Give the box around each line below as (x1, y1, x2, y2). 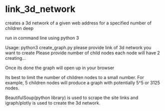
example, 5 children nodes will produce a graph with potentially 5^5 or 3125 (5, 80, 161, 86)
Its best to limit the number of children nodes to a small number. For (5, 74, 145, 80)
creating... (5, 55, 26, 61)
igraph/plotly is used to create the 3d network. (5, 100, 101, 106)
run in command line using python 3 (5, 35, 79, 41)
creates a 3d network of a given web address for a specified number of (5, 20, 152, 26)
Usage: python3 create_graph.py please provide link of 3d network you (5, 44, 152, 50)
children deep (5, 25, 34, 31)
